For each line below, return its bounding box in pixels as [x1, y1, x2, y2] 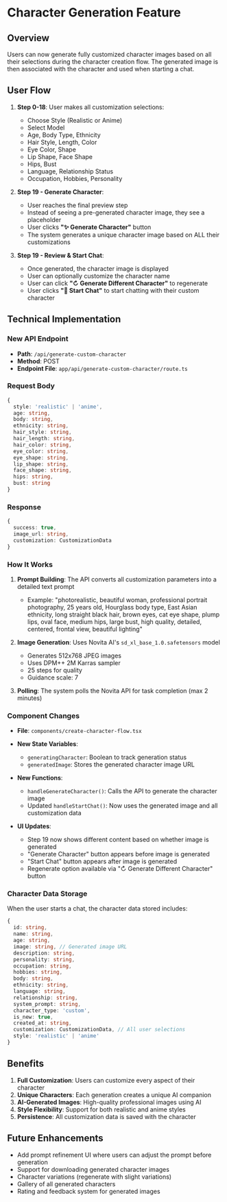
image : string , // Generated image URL [13, 943, 128, 950]
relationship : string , [13, 994, 78, 1001]
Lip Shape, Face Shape [27, 152, 93, 160]
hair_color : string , [13, 441, 72, 448]
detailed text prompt [16, 582, 75, 590]
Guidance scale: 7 [27, 673, 79, 682]
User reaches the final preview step [27, 201, 128, 209]
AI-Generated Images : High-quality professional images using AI [16, 1098, 202, 1106]
